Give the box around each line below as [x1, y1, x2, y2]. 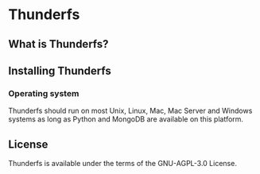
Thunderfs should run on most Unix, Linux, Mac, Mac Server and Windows [8, 106, 253, 116]
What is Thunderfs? [8, 37, 109, 51]
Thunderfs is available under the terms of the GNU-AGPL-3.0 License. [8, 159, 237, 168]
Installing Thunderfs [8, 64, 111, 77]
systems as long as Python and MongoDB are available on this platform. [8, 114, 244, 124]
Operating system [8, 87, 80, 99]
